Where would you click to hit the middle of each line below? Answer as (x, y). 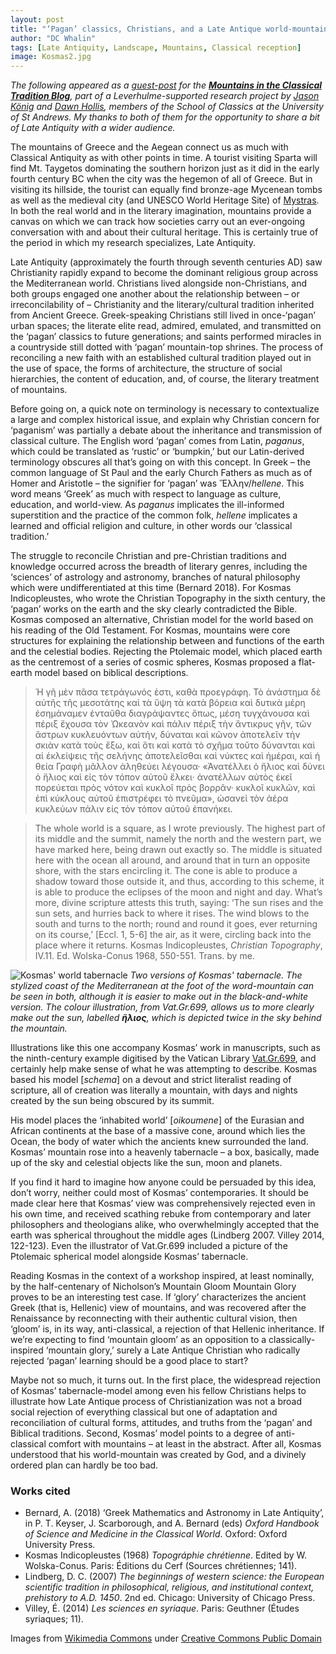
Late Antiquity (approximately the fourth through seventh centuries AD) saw (166, 262)
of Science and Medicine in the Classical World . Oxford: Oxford (156, 1534)
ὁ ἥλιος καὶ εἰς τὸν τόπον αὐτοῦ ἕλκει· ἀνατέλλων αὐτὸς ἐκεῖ (163, 777)
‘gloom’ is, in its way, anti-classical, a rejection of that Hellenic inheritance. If (167, 1329)
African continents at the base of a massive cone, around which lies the (158, 1131)
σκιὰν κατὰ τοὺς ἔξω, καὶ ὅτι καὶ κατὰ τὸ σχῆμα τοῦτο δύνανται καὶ (175, 745)
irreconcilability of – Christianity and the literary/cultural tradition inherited (162, 305)
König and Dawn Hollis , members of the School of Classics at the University (167, 107)
